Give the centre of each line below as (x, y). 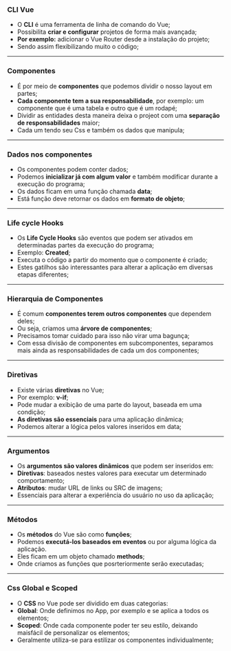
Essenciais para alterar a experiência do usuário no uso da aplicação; (115, 495)
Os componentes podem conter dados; (73, 169)
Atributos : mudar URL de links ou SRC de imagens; (90, 488)
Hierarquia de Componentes (55, 299)
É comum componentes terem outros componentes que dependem (114, 314)
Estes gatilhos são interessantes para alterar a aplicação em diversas (115, 268)
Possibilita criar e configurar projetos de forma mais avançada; (107, 32)
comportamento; (41, 481)
